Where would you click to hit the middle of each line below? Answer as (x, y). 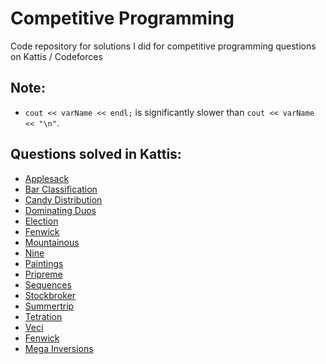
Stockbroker (50, 295)
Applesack (47, 178)
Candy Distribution (63, 199)
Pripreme (43, 274)
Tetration (43, 316)
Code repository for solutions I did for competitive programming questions (163, 46)
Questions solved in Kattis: (96, 154)
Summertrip (49, 306)
